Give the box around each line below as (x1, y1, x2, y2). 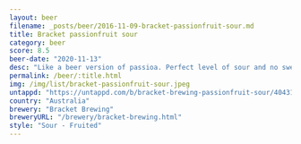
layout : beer (9, 13, 58, 22)
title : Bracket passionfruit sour (9, 30, 139, 38)
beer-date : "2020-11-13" (9, 55, 102, 64)
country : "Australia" (9, 96, 90, 106)
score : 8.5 (9, 47, 50, 55)
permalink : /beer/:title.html (9, 72, 123, 80)
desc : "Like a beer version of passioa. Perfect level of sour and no (9, 64, 279, 72)
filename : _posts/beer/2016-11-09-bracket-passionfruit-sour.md (9, 21, 254, 30)
